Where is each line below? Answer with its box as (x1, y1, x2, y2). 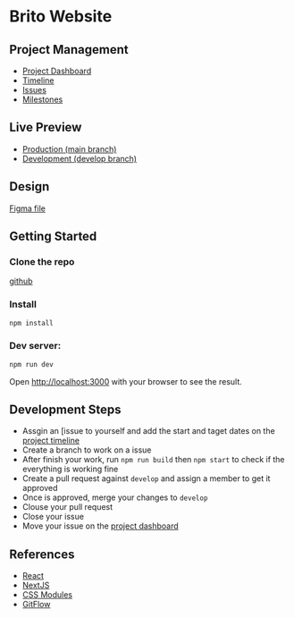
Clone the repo (9, 255, 75, 267)
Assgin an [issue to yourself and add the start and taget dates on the (21, 426, 275, 436)
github (9, 275, 33, 287)
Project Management (9, 42, 129, 57)
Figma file (9, 203, 46, 214)
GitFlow (21, 599, 51, 610)
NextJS (21, 580, 50, 591)
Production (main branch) (21, 143, 117, 154)
